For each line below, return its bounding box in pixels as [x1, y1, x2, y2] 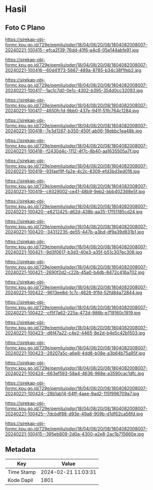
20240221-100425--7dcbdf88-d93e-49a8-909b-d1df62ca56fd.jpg [5, 411, 143, 416]
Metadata [5, 445, 36, 454]
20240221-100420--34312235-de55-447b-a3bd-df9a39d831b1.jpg [5, 229, 144, 235]
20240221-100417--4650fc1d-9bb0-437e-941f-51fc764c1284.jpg [5, 108, 139, 113]
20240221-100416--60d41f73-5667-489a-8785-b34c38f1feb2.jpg [5, 67, 142, 73]
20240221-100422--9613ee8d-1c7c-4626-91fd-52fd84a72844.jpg [5, 290, 143, 295]
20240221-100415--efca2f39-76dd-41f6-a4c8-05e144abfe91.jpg [5, 47, 139, 53]
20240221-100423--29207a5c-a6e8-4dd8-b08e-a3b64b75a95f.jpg [5, 350, 146, 356]
